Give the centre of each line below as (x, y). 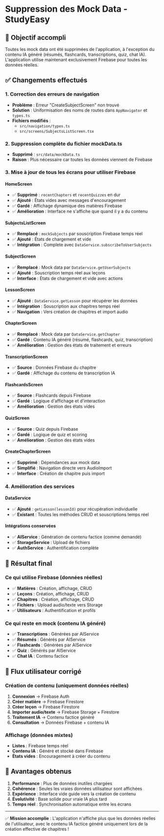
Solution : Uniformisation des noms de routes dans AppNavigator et (80, 110)
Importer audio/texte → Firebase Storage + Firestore (66, 712)
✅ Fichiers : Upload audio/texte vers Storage (57, 605)
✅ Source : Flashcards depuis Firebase (51, 395)
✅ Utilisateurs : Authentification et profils (54, 610)
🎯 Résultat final (29, 564)
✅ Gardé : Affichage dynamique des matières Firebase (67, 206)
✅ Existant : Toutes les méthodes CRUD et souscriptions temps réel (80, 514)
